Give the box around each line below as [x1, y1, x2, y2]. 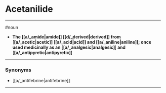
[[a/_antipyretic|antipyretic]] [12, 49, 73, 55]
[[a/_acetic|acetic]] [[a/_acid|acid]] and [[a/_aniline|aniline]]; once [12, 39, 152, 45]
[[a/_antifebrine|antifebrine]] [12, 78, 70, 84]
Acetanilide [5, 3, 53, 15]
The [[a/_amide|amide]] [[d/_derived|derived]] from [12, 33, 121, 40]
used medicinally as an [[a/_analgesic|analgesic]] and [12, 44, 126, 50]
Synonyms [5, 66, 32, 73]
